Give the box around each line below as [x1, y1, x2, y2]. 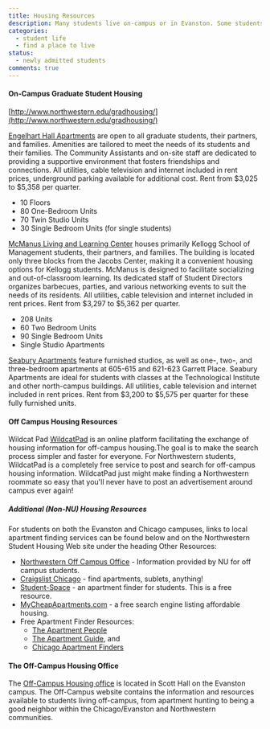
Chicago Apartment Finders [31, 642, 125, 652]
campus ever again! [8, 485, 74, 495]
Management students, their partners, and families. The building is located [8, 247, 255, 257]
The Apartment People [31, 625, 108, 635]
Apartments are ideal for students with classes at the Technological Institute [8, 372, 260, 382]
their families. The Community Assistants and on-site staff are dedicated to [8, 148, 257, 158]
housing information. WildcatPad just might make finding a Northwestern [8, 469, 249, 478]
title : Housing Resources [8, 11, 95, 20]
